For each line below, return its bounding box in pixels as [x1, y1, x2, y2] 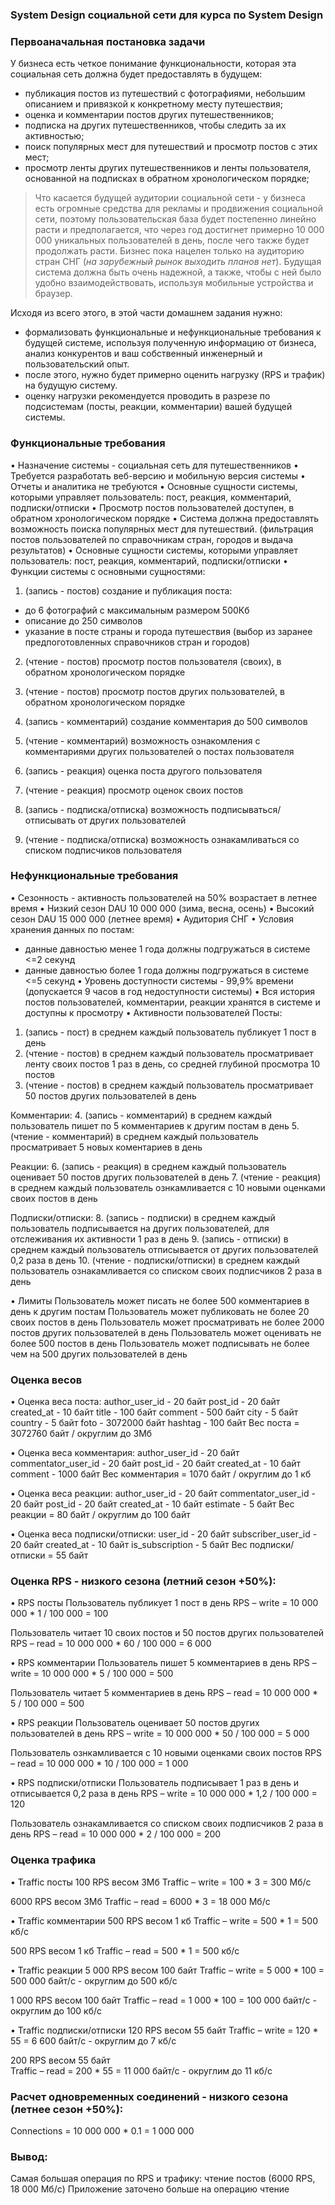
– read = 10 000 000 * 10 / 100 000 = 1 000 [10, 1758, 189, 1770]
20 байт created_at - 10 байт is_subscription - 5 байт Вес [10, 1539, 248, 1551]
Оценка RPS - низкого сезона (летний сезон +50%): [10, 1574, 277, 1588]
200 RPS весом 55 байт [10, 2054, 111, 2066]
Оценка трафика [10, 1853, 97, 1867]
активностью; [24, 130, 85, 142]
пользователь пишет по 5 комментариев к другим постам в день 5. [10, 1119, 300, 1132]
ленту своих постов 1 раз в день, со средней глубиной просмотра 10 [24, 1058, 321, 1070]
